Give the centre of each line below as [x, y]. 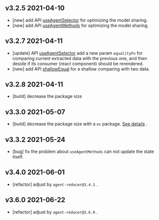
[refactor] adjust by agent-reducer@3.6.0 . [55, 212]
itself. [18, 157]
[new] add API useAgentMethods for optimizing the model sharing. [80, 25]
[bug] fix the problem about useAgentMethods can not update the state [83, 151]
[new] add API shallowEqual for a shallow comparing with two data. [81, 69]
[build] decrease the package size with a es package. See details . [80, 124]
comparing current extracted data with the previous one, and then [79, 58]
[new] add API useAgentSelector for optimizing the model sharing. [80, 20]
